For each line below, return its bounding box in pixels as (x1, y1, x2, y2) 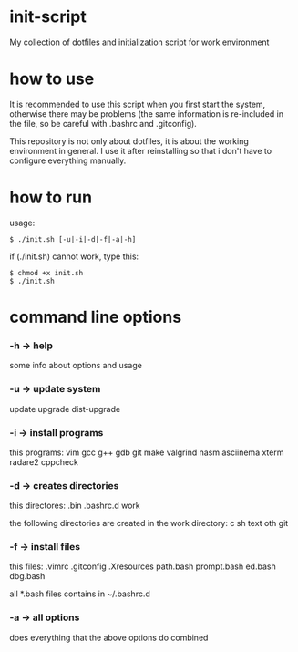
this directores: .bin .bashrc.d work (9, 500, 140, 512)
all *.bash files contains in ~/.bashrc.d (9, 588, 150, 599)
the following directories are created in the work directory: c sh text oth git (9, 518, 289, 529)
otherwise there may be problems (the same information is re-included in (9, 108, 284, 119)
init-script (9, 6, 87, 27)
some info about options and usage (9, 360, 143, 371)
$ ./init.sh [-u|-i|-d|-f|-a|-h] (9, 234, 137, 243)
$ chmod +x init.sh (9, 268, 84, 277)
